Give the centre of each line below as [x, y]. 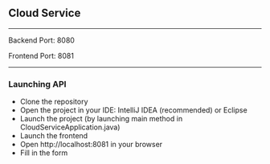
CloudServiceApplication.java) [70, 127]
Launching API [37, 84]
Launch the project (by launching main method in [101, 119]
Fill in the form [44, 153]
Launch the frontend [54, 136]
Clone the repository [54, 102]
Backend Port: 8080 [41, 40]
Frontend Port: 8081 [41, 55]
